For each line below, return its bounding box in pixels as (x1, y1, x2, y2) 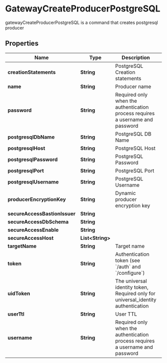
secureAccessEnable (7, 226, 59, 233)
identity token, (115, 284, 149, 291)
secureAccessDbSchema (7, 218, 69, 225)
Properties (5, 39, 39, 48)
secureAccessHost (7, 234, 54, 241)
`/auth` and (115, 263, 141, 270)
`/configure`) (115, 269, 145, 276)
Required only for (115, 290, 156, 297)
